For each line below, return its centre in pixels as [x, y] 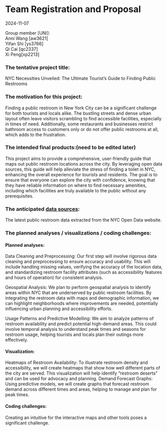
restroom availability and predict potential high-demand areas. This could [81, 324]
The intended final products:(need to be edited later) [71, 148]
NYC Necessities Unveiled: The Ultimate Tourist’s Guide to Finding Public [81, 79]
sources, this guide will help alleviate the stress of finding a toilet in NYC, [80, 169]
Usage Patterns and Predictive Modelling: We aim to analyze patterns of [79, 319]
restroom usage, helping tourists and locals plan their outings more [74, 335]
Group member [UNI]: [28, 33]
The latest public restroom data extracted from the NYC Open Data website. [83, 220]
